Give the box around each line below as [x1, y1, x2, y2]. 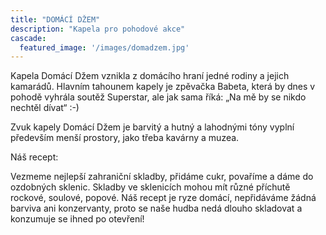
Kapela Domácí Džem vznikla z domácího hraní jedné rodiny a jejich [10, 70, 290, 82]
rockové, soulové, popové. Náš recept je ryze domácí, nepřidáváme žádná [10, 192, 317, 204]
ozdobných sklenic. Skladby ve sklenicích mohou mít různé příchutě [10, 181, 291, 193]
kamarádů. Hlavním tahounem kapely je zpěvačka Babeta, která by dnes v [10, 81, 316, 93]
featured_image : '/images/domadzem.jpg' [19, 42, 190, 53]
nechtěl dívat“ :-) [10, 102, 80, 114]
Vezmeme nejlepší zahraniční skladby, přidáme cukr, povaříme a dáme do [10, 171, 314, 183]
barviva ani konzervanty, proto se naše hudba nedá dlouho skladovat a [10, 202, 303, 215]
